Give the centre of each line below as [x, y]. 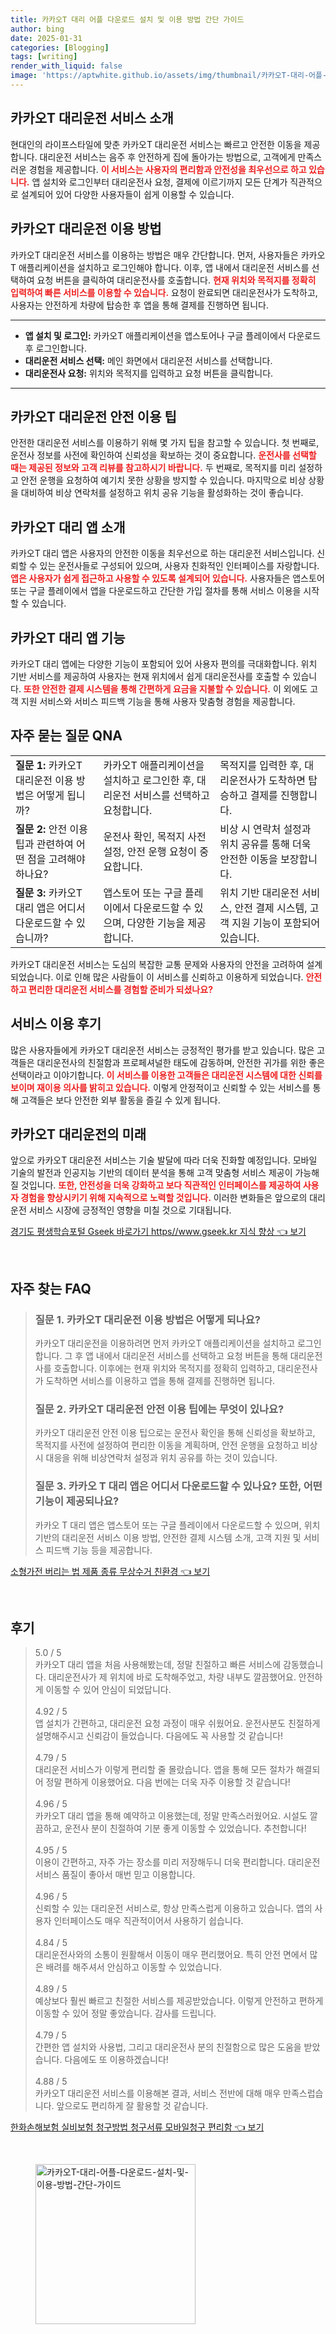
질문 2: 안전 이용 [51, 829]
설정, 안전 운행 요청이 [150, 851]
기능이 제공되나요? [77, 1501]
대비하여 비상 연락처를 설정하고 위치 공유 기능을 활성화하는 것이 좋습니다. [162, 493]
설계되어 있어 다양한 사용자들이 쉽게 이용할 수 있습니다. [127, 194]
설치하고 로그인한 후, [149, 780]
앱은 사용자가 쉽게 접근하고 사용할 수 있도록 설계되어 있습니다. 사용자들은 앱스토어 [167, 578]
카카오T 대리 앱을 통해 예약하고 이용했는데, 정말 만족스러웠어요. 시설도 [171, 1816]
